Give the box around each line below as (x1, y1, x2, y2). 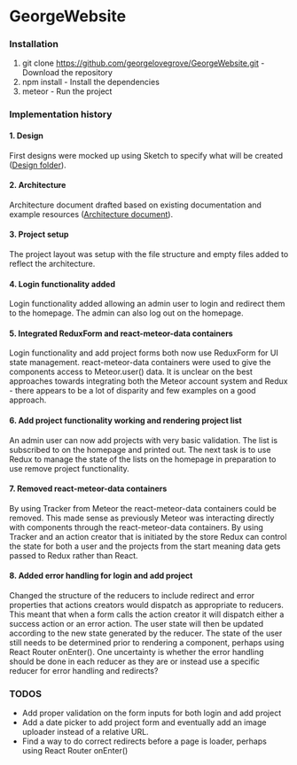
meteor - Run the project (21, 86, 113, 97)
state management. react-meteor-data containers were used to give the (9, 357, 272, 368)
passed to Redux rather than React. (9, 550, 139, 560)
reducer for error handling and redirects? (9, 666, 159, 676)
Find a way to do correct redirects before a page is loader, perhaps (21, 736, 268, 746)
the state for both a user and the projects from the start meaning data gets (9, 541, 281, 551)
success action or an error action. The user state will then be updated (9, 619, 264, 629)
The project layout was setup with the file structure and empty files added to (9, 249, 289, 260)
